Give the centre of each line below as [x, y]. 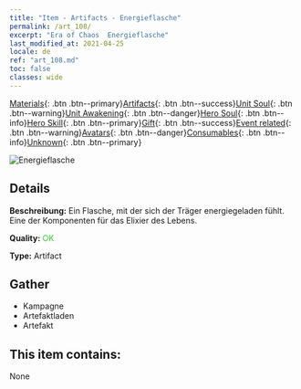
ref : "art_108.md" [44, 60]
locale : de [30, 52]
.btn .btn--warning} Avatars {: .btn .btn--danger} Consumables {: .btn [135, 132]
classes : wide [36, 78]
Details [30, 189]
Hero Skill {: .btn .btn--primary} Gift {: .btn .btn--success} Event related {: [159, 122]
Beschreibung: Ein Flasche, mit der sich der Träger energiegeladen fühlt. [147, 210]
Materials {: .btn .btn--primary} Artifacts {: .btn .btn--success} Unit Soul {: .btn [151, 103]
